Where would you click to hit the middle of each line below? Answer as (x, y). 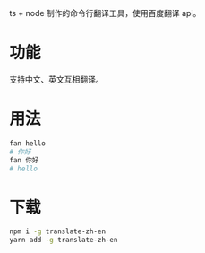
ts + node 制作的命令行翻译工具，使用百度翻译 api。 (105, 13)
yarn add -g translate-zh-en (64, 240)
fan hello (28, 143)
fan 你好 (24, 160)
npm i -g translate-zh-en (57, 231)
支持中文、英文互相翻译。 (56, 79)
